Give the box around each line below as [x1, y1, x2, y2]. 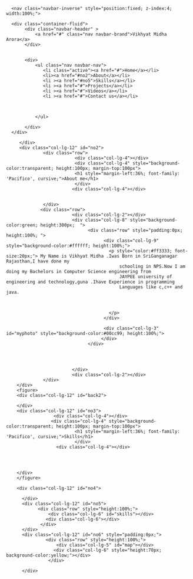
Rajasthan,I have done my [6, 258, 69, 264]
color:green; [6, 222, 38, 228]
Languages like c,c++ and [119, 284, 183, 290]
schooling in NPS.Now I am [119, 264, 185, 269]
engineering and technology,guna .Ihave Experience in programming [6, 279, 175, 285]
